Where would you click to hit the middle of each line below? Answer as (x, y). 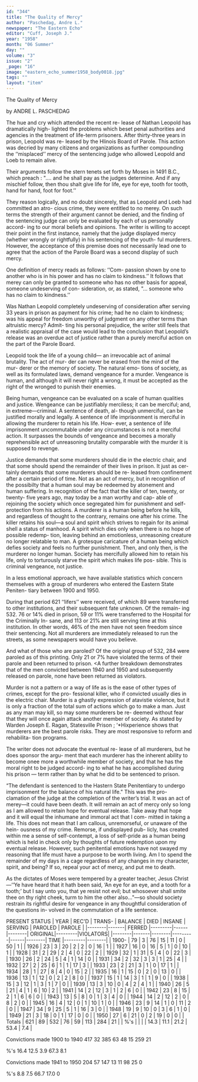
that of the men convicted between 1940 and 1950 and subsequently (90, 670)
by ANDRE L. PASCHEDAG (38, 111)
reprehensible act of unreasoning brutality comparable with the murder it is (97, 442)
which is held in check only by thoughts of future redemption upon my (91, 842)
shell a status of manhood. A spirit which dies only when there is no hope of (98, 529)
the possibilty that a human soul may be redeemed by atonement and (90, 485)
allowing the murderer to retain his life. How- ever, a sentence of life (89, 423)
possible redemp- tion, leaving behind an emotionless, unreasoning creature (99, 535)
